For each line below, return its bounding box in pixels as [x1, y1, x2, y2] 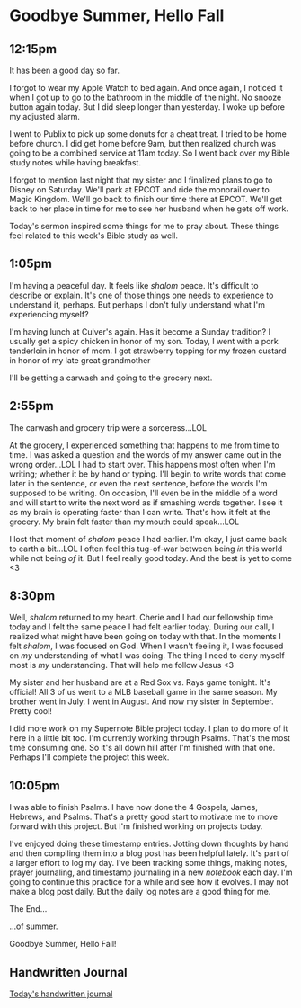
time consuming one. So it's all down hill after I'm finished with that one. [9, 743, 276, 754]
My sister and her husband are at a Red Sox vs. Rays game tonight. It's [9, 677, 271, 688]
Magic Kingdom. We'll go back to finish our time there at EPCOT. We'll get [9, 194, 283, 204]
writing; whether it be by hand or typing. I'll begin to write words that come [9, 468, 286, 479]
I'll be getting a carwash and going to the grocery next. [9, 372, 213, 383]
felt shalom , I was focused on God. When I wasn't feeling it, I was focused [9, 640, 284, 652]
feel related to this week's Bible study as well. [9, 230, 178, 241]
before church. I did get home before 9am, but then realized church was [9, 138, 277, 148]
